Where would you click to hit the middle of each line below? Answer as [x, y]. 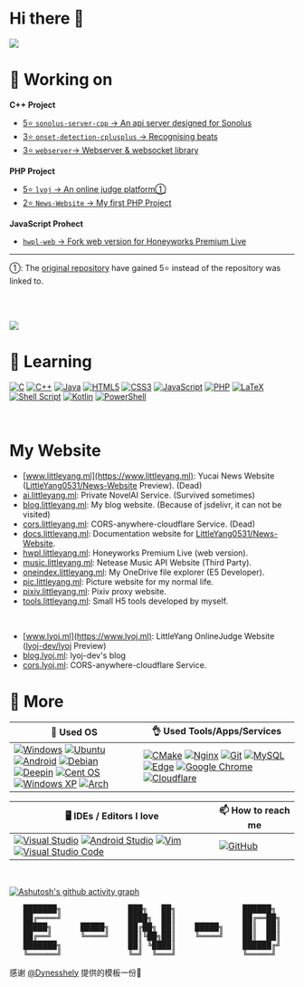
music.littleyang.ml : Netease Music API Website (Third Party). [137, 562]
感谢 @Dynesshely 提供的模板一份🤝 [76, 972]
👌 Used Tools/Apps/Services [217, 731]
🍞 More [37, 701]
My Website [55, 450]
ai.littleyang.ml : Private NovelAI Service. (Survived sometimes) [139, 495]
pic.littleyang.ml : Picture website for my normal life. [118, 581]
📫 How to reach [255, 810]
